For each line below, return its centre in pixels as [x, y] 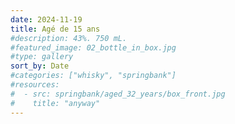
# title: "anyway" [55, 103]
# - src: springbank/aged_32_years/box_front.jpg [118, 94]
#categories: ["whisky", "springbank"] [93, 76]
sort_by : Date [40, 66]
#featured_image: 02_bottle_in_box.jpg [93, 47]
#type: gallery [42, 57]
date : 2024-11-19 [46, 19]
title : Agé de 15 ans [55, 29]
